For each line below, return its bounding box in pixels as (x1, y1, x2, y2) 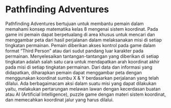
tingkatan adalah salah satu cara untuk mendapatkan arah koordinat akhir (5, 58, 160, 64)
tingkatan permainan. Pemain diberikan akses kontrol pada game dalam (5, 42, 156, 48)
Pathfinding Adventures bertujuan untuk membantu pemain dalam (5, 20, 144, 27)
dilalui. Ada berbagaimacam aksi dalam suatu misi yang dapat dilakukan (5, 80, 157, 87)
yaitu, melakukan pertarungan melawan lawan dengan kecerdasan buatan (5, 85, 161, 92)
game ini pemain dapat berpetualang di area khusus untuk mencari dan (5, 31, 155, 37)
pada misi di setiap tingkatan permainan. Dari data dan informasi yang (5, 64, 153, 70)
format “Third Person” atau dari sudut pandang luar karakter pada (5, 48, 144, 54)
